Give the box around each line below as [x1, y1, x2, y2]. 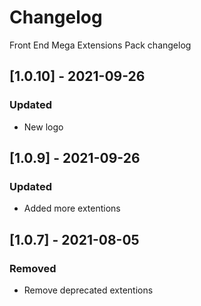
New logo [23, 121, 64, 133]
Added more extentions [23, 202, 121, 215]
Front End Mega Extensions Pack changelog [9, 39, 192, 51]
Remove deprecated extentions [23, 284, 154, 296]
